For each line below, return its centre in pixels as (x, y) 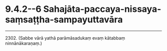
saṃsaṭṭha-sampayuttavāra (64, 20)
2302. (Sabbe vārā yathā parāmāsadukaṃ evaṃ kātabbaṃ (65, 38)
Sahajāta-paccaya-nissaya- (102, 9)
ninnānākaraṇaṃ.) (24, 43)
